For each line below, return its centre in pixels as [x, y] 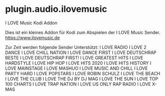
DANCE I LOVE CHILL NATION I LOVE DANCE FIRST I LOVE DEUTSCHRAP [81, 52]
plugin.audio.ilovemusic [56, 9]
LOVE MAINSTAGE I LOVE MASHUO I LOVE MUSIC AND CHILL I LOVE [77, 68]
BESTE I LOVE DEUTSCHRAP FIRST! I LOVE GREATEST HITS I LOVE [74, 57]
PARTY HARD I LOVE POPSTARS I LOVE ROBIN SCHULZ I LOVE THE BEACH [83, 73]
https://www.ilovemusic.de [33, 38]
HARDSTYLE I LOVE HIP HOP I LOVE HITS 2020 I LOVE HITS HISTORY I [78, 63]
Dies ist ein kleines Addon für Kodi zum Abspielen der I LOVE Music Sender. [83, 32]
